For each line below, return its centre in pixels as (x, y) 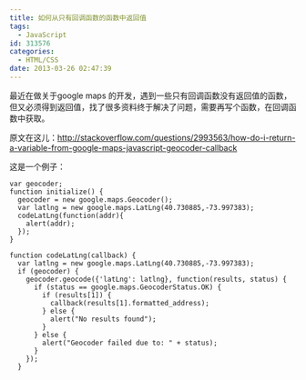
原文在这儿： (33, 137)
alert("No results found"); (103, 319)
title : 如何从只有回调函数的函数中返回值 (78, 18)
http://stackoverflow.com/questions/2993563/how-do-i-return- (177, 137)
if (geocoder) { (48, 271)
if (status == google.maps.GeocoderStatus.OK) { (127, 287)
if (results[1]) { (77, 295)
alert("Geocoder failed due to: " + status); (130, 343)
